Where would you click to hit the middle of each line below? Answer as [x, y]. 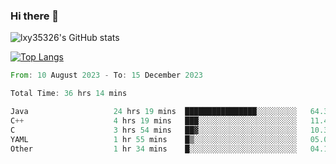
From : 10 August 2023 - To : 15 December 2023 [106, 75]
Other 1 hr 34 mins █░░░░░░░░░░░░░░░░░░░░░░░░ [154, 149]
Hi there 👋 [35, 16]
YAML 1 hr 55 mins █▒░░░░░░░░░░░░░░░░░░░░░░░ [154, 139]
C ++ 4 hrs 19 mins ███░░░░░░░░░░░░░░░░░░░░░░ [154, 120]
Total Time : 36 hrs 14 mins [69, 94]
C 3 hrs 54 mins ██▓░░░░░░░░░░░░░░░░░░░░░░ [154, 130]
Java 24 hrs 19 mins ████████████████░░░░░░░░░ [154, 112]
